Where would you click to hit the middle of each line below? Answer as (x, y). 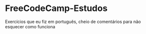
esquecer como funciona (30, 26)
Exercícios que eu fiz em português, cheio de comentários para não (73, 22)
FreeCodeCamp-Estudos (56, 8)
